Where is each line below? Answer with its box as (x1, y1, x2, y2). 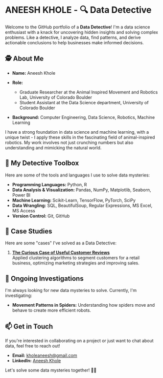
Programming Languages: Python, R (12, 181, 87, 187)
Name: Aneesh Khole (12, 70, 55, 76)
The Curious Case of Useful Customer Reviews (12, 250, 110, 256)
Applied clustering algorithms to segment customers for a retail (12, 255, 140, 261)
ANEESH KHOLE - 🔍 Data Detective (5, 4, 152, 16)
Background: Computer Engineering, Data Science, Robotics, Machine (12, 114, 155, 120)
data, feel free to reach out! (5, 343, 60, 349)
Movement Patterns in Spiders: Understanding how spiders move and (12, 302, 155, 308)
